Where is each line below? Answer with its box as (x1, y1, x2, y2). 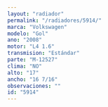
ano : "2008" (7, 37, 42, 44)
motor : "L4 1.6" (7, 43, 55, 50)
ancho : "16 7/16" (7, 75, 58, 83)
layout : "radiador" (7, 10, 65, 18)
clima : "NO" (7, 63, 42, 70)
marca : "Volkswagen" (7, 23, 68, 30)
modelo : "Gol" (7, 30, 49, 37)
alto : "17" (7, 69, 39, 76)
